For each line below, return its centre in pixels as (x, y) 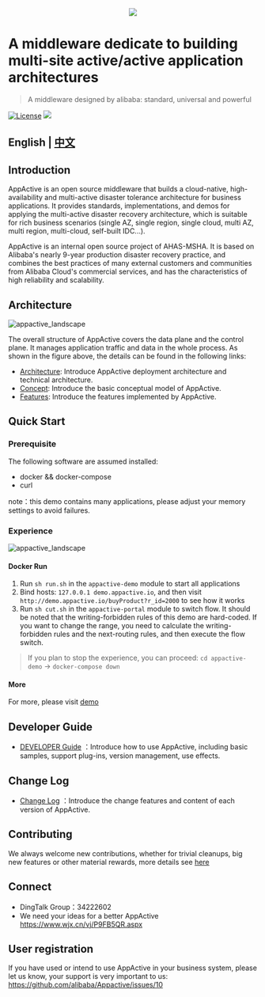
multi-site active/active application (126, 61)
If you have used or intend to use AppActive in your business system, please (132, 968)
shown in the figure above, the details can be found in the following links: (127, 356)
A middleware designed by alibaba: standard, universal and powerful (139, 99)
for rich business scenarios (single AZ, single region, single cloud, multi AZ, (131, 223)
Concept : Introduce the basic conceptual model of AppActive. (120, 388)
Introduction (40, 170)
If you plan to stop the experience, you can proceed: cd (117, 658)
